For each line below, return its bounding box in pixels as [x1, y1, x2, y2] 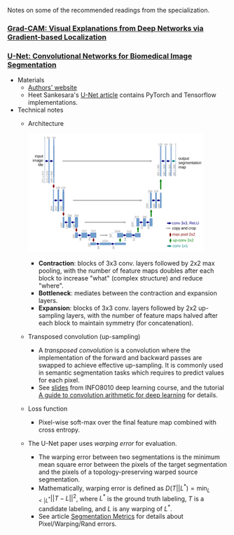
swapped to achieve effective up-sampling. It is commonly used [38, 361, 223, 370]
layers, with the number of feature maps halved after [66, 311, 219, 320]
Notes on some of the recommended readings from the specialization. [7, 6, 210, 14]
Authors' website [27, 84, 77, 92]
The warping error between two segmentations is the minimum [38, 453, 221, 461]
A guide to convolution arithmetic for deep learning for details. [38, 391, 219, 399]
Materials [17, 76, 45, 84]
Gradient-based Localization [7, 32, 107, 41]
